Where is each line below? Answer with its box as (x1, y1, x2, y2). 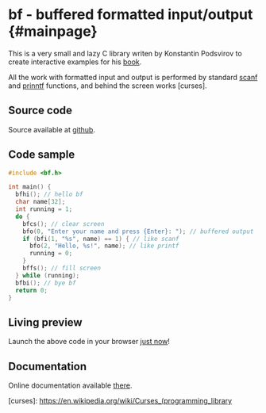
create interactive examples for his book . (8, 57, 142, 67)
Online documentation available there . (8, 380, 133, 390)
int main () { (8, 183, 52, 191)
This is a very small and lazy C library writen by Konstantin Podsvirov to (8, 48, 242, 58)
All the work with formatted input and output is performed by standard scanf (8, 72, 258, 82)
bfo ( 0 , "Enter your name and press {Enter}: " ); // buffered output (22, 228, 254, 235)
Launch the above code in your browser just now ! (8, 337, 171, 346)
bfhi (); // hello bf (15, 190, 83, 199)
